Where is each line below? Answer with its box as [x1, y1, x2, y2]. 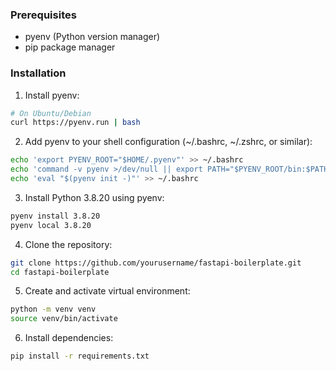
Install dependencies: [24, 332, 114, 344]
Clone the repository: [24, 238, 113, 250]
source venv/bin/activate [10, 314, 118, 324]
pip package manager [24, 41, 116, 53]
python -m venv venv [10, 304, 97, 315]
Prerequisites [10, 8, 77, 22]
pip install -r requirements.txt [10, 351, 150, 362]
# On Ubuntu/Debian [10, 108, 92, 118]
